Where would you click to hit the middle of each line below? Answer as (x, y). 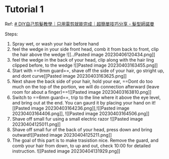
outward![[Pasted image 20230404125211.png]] (62, 135)
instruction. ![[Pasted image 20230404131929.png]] (66, 151)
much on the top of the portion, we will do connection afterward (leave (86, 86)
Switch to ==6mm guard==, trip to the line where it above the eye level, (86, 97)
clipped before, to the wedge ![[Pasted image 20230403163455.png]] (85, 65)
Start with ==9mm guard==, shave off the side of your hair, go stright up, (88, 70)
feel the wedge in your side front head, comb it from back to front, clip (85, 49)
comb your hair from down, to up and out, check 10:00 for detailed (81, 145)
